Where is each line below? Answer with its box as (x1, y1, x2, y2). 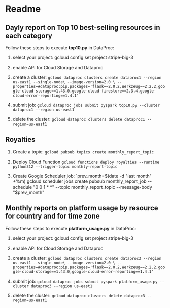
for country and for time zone (5, 212, 100, 221)
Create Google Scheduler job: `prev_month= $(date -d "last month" (12, 173, 152, 179)
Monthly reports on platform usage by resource (5, 204, 158, 212)
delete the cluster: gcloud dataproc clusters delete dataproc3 (12, 292, 146, 298)
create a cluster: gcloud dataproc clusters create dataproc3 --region (12, 255, 162, 261)
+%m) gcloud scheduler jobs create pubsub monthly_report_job (12, 178, 147, 184)
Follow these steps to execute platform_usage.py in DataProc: (5, 225, 137, 231)
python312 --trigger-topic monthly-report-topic (12, 164, 118, 169)
